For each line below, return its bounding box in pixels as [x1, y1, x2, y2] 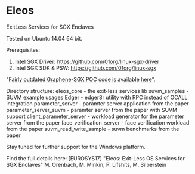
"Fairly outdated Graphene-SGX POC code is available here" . [6, 76, 156, 83]
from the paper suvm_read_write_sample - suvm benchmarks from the [6, 125, 179, 132]
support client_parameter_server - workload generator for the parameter [6, 113, 185, 120]
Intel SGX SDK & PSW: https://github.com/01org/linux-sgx [14, 64, 157, 72]
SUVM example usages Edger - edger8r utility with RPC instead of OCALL [6, 94, 188, 101]
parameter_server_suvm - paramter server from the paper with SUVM [6, 106, 178, 113]
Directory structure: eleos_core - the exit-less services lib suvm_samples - [6, 87, 189, 94]
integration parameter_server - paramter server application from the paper [6, 100, 189, 107]
